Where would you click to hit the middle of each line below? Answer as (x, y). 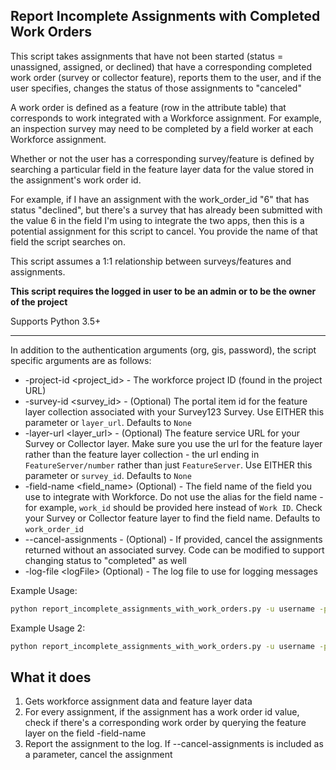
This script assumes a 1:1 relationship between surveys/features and (151, 261)
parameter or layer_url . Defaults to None (108, 422)
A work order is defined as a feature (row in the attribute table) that (148, 107)
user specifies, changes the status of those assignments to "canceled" (156, 88)
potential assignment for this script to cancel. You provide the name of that (164, 231)
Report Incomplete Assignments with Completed (165, 16)
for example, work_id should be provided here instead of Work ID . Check (173, 507)
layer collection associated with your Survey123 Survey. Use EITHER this (174, 411)
